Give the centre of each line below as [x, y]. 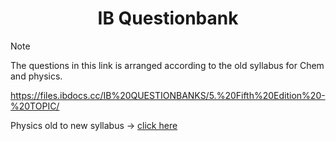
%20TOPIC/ [35, 106]
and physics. [36, 76]
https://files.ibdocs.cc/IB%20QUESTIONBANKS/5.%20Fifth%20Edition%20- [168, 95]
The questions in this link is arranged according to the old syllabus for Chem [167, 65]
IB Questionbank [168, 18]
